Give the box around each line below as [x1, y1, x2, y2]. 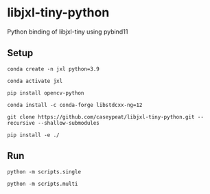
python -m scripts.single [7, 168, 81, 175]
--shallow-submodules [37, 119, 100, 126]
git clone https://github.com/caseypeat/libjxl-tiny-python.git [7, 113, 195, 121]
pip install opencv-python [7, 89, 84, 97]
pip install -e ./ [7, 132, 60, 138]
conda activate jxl [7, 77, 63, 84]
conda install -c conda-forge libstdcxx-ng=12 [7, 101, 143, 108]
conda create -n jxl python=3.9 [7, 65, 100, 73]
